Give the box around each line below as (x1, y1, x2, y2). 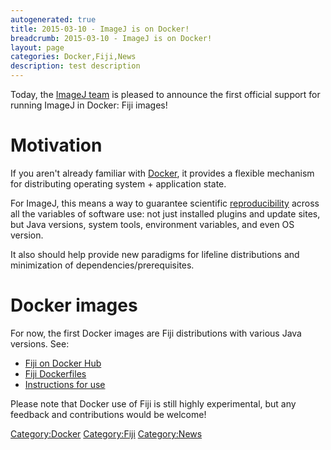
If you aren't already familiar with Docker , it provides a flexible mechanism (10, 167, 315, 179)
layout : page (10, 42, 65, 53)
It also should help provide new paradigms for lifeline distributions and (10, 248, 300, 260)
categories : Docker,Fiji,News (10, 52, 137, 62)
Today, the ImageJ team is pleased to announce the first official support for (10, 89, 321, 100)
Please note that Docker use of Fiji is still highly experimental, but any (10, 397, 297, 410)
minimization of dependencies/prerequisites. (10, 259, 195, 271)
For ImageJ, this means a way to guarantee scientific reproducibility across (10, 197, 320, 209)
